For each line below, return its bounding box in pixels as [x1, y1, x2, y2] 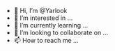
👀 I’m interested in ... [13, 14, 73, 22]
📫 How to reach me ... [13, 37, 79, 44]
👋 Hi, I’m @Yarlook [13, 7, 68, 14]
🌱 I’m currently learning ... [13, 21, 89, 29]
